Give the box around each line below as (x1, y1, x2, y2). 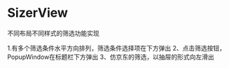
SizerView (7, 5, 69, 21)
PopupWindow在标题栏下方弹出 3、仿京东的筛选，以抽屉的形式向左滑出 (7, 53, 215, 61)
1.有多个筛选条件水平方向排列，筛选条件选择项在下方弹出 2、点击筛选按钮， (7, 43, 226, 52)
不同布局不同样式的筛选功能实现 (7, 29, 99, 37)
